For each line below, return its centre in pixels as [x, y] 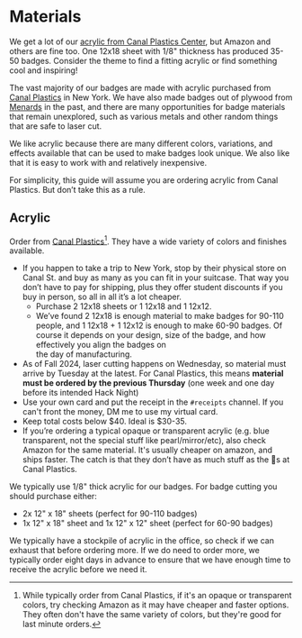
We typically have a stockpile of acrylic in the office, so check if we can [142, 541]
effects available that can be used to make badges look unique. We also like [150, 153]
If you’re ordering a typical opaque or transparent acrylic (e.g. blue [146, 431]
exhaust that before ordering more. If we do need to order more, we [135, 551]
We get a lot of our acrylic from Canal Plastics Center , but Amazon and [140, 41]
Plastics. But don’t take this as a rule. [77, 189]
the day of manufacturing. [84, 354]
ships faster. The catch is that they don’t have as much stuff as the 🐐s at [156, 460]
